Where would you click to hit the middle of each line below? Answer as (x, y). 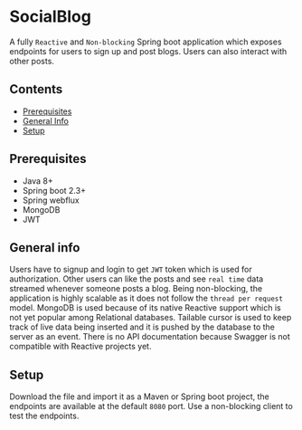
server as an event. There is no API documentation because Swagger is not (150, 337)
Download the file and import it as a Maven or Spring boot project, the (139, 397)
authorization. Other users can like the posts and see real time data (137, 279)
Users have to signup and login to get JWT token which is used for (131, 270)
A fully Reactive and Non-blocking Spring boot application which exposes (146, 42)
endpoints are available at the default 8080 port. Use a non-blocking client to (151, 406)
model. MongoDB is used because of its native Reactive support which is (146, 308)
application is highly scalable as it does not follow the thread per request (146, 298)
